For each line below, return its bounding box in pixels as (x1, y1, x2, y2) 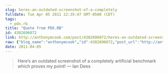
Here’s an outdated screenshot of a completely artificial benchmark (17, 58, 156, 64)
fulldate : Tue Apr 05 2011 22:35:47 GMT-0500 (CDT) (5, 12, 115, 17)
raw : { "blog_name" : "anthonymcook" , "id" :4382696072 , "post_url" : (5, 40, 140, 45)
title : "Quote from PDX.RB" (5, 26, 64, 31)
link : (5, 35, 16, 40)
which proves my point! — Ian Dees (17, 63, 91, 69)
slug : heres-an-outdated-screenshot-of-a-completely (5, 7, 117, 12)
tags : (5, 16, 16, 21)
